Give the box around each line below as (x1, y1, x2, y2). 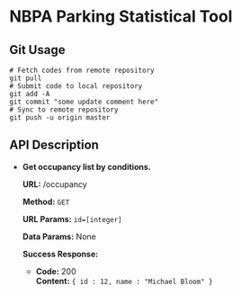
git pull (9, 74, 42, 83)
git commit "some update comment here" (9, 97, 159, 106)
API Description (9, 138, 99, 153)
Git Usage (9, 42, 66, 58)
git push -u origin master (9, 113, 111, 122)
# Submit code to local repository (9, 82, 143, 91)
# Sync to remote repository (9, 105, 119, 114)
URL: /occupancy (22, 178, 87, 190)
